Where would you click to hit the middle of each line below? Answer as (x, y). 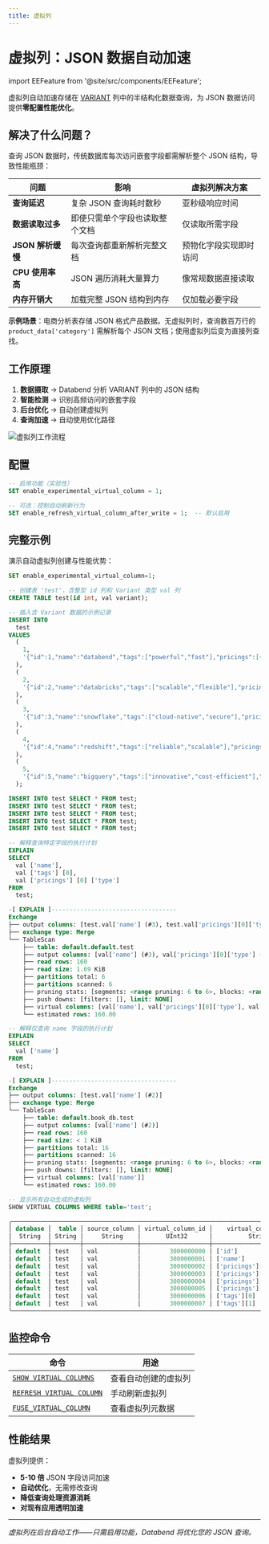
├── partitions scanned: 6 (68, 984)
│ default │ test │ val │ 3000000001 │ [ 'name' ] (127, 1259)
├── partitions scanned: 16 (69, 1155)
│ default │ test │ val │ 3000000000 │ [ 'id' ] (123, 1252)
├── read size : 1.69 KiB (64, 970)
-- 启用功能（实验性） (41, 483)
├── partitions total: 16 (66, 1148)
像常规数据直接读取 (218, 279)
